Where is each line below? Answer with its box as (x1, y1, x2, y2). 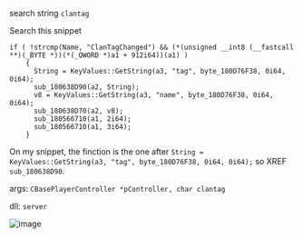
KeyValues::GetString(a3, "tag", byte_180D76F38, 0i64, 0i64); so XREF (9, 156, 288, 166)
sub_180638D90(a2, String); (33, 83, 141, 92)
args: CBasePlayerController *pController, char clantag (9, 183, 226, 193)
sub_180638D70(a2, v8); (33, 106, 124, 115)
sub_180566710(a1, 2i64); (33, 114, 132, 124)
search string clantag (9, 8, 90, 18)
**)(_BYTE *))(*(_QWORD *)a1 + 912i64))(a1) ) (9, 51, 189, 60)
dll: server (9, 201, 48, 212)
